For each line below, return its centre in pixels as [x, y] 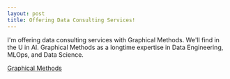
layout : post [26, 14]
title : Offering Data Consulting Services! [71, 20]
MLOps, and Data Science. [45, 54]
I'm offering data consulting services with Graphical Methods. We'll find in [113, 39]
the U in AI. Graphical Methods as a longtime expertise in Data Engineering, [115, 47]
